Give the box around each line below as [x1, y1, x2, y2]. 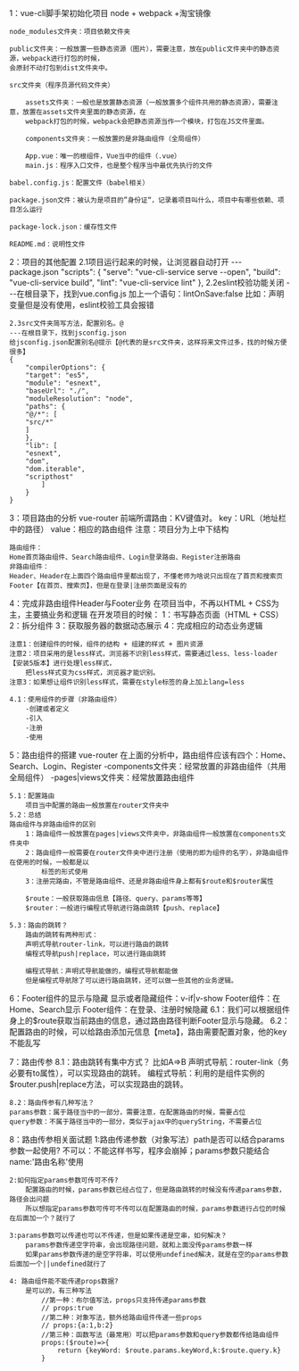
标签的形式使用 [41, 868, 88, 877]
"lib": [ [25, 441, 58, 450]
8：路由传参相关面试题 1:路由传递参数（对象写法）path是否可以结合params [9, 1134, 286, 1144]
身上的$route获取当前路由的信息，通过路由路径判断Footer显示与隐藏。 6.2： [9, 1016, 290, 1026]
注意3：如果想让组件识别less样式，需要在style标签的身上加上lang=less [9, 677, 245, 686]
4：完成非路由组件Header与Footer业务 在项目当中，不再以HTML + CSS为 [9, 598, 279, 609]
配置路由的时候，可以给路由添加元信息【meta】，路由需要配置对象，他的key [9, 1026, 287, 1037]
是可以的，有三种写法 [25, 1286, 92, 1295]
